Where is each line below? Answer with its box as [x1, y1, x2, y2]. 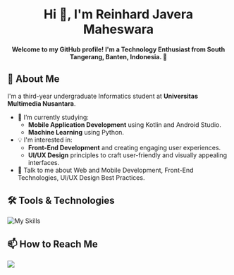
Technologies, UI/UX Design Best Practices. [17, 173, 145, 182]
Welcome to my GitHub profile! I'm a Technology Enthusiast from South [11, 45, 226, 54]
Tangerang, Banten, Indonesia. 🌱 [69, 52, 168, 61]
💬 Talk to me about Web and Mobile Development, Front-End [17, 166, 194, 174]
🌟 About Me [7, 73, 60, 85]
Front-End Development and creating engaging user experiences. [27, 143, 221, 152]
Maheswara [83, 21, 154, 37]
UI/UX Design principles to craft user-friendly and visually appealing [27, 151, 228, 159]
